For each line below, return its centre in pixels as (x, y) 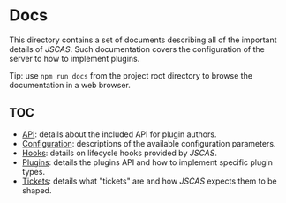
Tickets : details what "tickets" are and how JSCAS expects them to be (150, 181)
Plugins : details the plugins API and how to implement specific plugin (147, 162)
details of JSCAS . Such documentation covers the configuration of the (137, 49)
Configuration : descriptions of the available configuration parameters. (149, 143)
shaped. (37, 190)
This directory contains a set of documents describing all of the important (143, 40)
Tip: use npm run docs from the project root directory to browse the (131, 75)
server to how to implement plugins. (75, 58)
